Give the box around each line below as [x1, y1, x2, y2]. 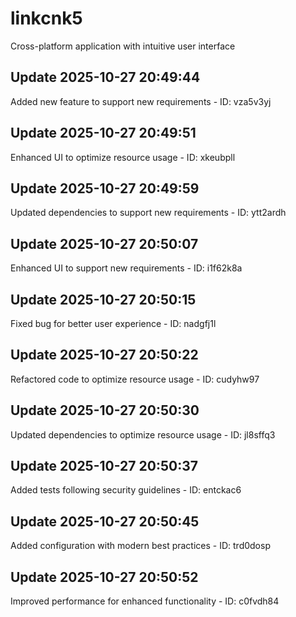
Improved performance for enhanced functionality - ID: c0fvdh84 [10, 595, 280, 607]
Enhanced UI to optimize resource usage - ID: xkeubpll [10, 151, 236, 163]
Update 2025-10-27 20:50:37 [10, 458, 198, 475]
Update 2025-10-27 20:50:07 [10, 235, 199, 252]
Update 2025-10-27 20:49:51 [10, 125, 197, 142]
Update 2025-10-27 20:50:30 [10, 402, 200, 419]
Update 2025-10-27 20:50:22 [10, 347, 199, 364]
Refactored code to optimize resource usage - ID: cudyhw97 [10, 373, 260, 385]
